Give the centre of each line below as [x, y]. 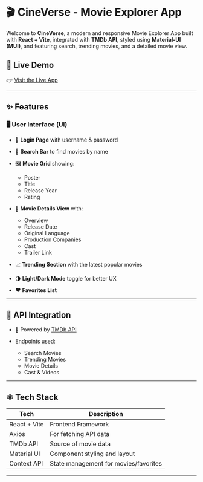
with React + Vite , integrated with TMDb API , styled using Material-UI [94, 39]
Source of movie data [80, 444]
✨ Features [27, 107]
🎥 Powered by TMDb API [46, 330]
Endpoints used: [35, 341]
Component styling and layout [92, 454]
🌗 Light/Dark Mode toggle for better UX [66, 279]
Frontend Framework [79, 425]
